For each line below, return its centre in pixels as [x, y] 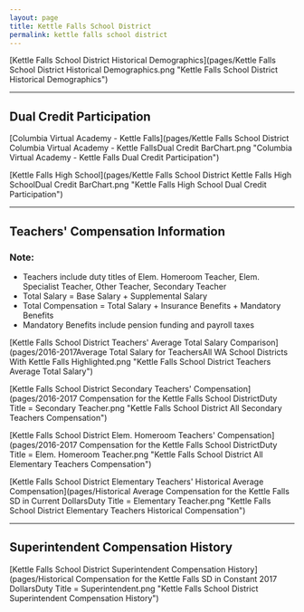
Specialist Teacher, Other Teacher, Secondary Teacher [124, 286]
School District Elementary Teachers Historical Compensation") [128, 510]
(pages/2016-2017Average [58, 352]
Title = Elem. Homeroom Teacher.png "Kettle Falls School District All [137, 454]
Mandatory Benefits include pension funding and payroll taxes [138, 325]
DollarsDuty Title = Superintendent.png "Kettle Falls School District [134, 588]
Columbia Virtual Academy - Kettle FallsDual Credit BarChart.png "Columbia [151, 148]
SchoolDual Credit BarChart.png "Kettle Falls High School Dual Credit [138, 185]
